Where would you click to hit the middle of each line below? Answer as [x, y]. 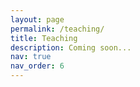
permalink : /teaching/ [57, 29]
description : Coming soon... [71, 47]
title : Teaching [44, 38]
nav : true [31, 57]
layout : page [37, 19]
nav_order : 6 [37, 66]
